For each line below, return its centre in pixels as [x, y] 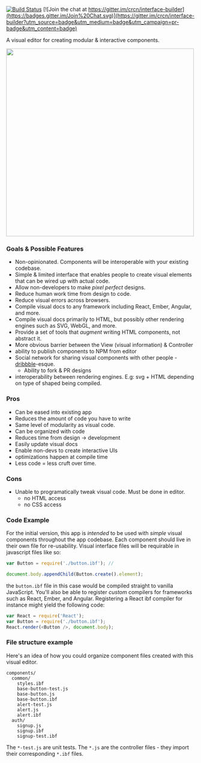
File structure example [40, 642]
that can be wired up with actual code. [62, 281]
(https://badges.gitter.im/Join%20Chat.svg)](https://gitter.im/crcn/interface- [100, 16]
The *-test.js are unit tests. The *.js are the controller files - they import [97, 747]
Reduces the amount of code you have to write [73, 418]
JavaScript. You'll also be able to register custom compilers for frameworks [99, 592]
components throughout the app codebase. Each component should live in [98, 540]
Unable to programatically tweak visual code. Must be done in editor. [100, 492]
